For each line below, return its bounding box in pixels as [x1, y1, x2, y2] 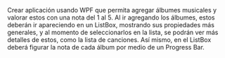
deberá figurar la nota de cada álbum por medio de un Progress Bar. [7, 43, 205, 51]
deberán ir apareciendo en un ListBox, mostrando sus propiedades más [7, 21, 214, 29]
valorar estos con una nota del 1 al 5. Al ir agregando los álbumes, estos [7, 13, 215, 22]
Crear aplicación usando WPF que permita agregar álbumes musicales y [7, 6, 217, 14]
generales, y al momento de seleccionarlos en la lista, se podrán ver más [7, 28, 219, 36]
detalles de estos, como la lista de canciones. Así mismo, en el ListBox [7, 36, 212, 44]
